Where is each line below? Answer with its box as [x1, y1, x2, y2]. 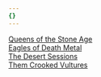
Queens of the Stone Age [8, 34, 93, 44]
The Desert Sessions [8, 51, 78, 61]
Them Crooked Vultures [8, 60, 88, 70]
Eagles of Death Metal [8, 42, 82, 53]
